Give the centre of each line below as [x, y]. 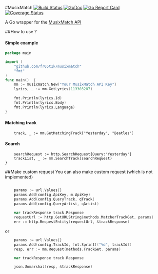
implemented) [19, 177]
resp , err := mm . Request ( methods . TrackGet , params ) [67, 249]
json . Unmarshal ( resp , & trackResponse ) [53, 267]
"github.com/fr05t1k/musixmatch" [48, 66]
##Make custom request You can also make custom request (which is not [79, 172]
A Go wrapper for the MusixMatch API [43, 22]
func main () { [20, 80]
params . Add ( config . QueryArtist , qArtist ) [56, 204]
